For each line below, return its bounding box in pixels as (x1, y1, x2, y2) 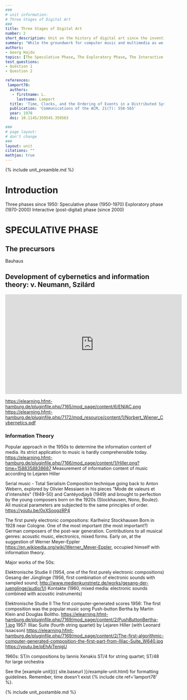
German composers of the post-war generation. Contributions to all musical (5, 528, 163, 534)
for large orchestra (5, 659, 44, 665)
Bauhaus (5, 258, 24, 264)
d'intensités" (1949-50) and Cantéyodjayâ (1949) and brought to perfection (5, 491, 161, 497)
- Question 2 (5, 69, 33, 74)
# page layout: (5, 129, 37, 134)
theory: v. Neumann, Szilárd (5, 281, 95, 289)
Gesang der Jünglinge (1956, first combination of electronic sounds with (5, 574, 155, 580)
